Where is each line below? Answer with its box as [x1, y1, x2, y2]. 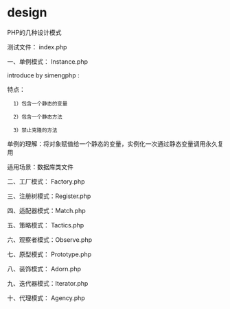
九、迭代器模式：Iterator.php [7, 279, 89, 287]
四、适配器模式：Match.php [7, 206, 86, 214]
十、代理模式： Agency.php [7, 293, 86, 302]
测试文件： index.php [7, 42, 67, 51]
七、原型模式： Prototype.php [7, 250, 92, 258]
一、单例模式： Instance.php [7, 57, 88, 66]
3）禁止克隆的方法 [13, 127, 58, 134]
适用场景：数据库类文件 [7, 162, 73, 171]
